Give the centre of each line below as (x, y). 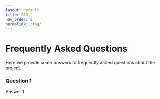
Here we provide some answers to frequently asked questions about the (80, 63)
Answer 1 (15, 92)
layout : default (22, 10)
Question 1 (18, 81)
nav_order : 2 (19, 19)
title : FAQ (17, 15)
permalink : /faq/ (23, 24)
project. (13, 68)
